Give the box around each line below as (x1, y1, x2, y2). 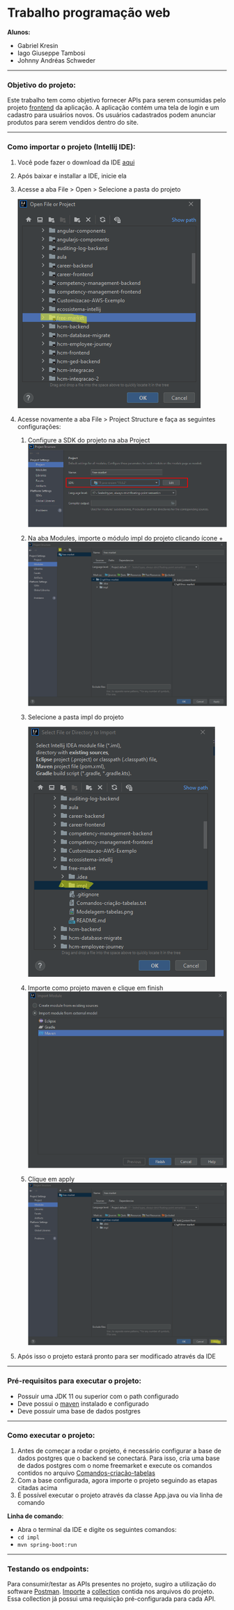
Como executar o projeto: (7, 1430, 95, 1440)
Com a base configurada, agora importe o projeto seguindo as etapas (17, 1476, 218, 1485)
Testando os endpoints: (7, 1564, 89, 1574)
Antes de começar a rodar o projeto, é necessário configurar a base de (17, 1446, 221, 1455)
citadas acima (17, 1483, 58, 1492)
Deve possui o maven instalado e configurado (17, 1399, 150, 1408)
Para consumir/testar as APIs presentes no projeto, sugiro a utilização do (7, 1580, 217, 1588)
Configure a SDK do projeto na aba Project (27, 435, 150, 444)
